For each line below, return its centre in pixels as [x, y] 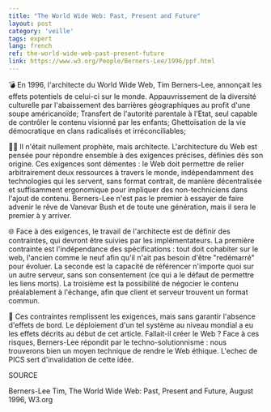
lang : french [30, 46]
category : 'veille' [41, 31]
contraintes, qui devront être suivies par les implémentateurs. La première [131, 240]
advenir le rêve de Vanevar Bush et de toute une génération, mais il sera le [132, 207]
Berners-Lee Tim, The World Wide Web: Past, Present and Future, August [131, 391]
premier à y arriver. [40, 215]
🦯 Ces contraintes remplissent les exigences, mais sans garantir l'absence [132, 316]
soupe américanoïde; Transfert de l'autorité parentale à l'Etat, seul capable [133, 114]
